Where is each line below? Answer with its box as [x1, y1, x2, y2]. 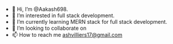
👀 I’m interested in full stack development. [11, 12, 115, 19]
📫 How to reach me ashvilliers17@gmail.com [11, 32, 123, 38]
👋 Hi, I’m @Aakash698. [11, 6, 68, 12]
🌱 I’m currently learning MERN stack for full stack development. [11, 18, 168, 25]
